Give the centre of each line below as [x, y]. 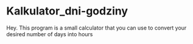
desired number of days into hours [50, 34]
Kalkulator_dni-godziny [67, 11]
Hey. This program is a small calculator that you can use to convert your [96, 28]
